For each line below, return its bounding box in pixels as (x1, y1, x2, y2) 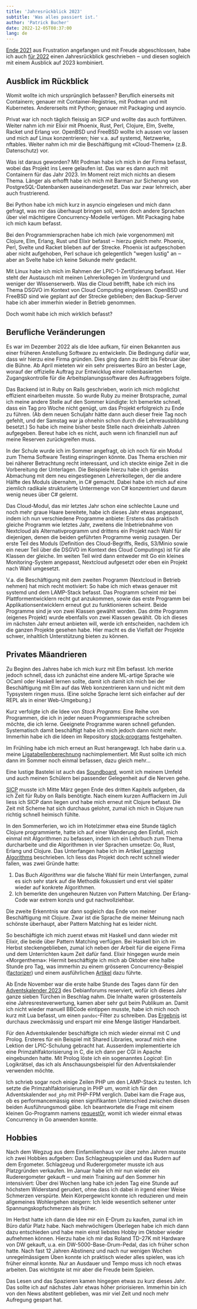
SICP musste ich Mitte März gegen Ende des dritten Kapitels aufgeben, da (6, 786, 185, 793)
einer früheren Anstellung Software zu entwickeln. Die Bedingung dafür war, (6, 349, 191, 356)
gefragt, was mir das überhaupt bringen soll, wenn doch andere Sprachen (6, 207, 185, 214)
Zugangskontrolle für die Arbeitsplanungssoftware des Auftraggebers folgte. (6, 374, 191, 381)
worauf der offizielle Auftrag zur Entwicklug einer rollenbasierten (6, 368, 162, 375)
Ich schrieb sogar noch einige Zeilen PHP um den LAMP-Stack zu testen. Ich (6, 1078, 191, 1085)
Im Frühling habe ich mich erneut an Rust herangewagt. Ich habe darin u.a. (6, 744, 186, 751)
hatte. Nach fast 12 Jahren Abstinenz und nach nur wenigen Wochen (6, 1247, 172, 1254)
